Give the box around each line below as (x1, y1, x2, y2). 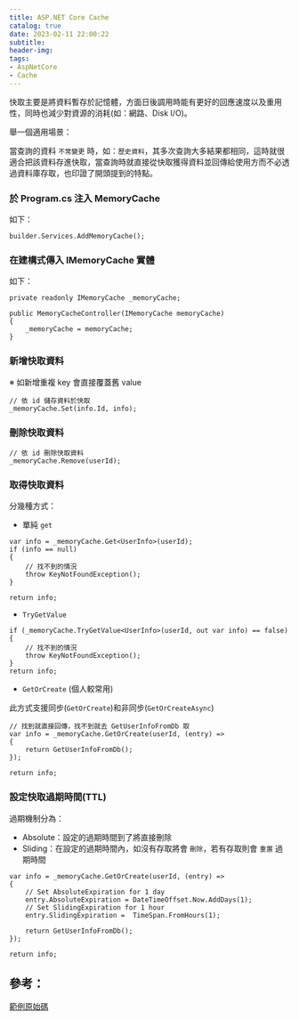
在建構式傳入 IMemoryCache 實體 (9, 254, 156, 266)
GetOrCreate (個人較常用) (21, 684, 114, 694)
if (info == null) (9, 545, 77, 555)
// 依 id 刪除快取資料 (9, 449, 85, 457)
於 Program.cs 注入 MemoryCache (9, 192, 160, 205)
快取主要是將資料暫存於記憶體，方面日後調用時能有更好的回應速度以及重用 (9, 96, 282, 107)
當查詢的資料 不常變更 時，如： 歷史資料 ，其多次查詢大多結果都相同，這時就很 (9, 145, 286, 156)
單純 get (21, 520, 53, 530)
